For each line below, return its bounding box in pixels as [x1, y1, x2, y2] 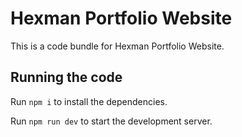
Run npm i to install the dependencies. [10, 95, 168, 107]
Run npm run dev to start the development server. [10, 115, 213, 127]
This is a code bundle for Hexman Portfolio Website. [10, 40, 225, 52]
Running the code [10, 69, 123, 86]
